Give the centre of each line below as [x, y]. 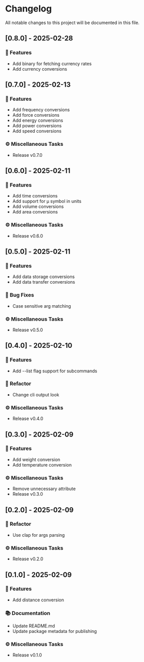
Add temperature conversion [42, 465]
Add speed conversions [37, 131]
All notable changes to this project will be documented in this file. [72, 23]
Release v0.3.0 [28, 494]
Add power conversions [37, 126]
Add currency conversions [40, 69]
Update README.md [33, 626]
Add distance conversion [38, 600]
